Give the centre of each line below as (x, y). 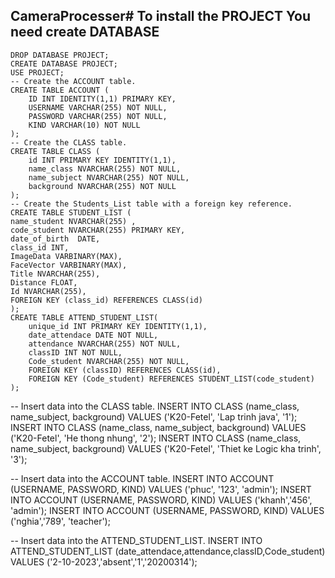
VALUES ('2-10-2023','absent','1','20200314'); (104, 561)
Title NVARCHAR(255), (55, 274)
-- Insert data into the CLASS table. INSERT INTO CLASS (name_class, (155, 406)
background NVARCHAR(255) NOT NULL (102, 186)
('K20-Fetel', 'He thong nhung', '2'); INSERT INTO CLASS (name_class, (156, 438)
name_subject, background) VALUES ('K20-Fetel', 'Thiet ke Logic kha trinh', (166, 448)
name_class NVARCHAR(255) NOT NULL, (105, 169)
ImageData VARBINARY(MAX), (66, 256)
